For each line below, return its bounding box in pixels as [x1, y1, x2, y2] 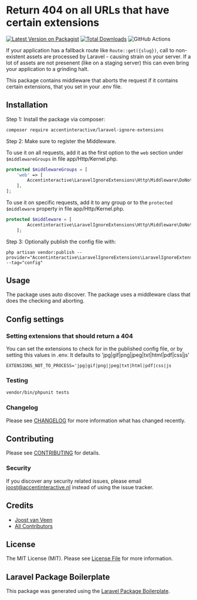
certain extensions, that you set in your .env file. [6, 83, 123, 90]
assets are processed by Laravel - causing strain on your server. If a [26, 53, 191, 60]
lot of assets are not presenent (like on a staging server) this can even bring [6, 59, 189, 66]
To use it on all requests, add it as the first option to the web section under [6, 149, 184, 156]
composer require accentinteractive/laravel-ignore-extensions [6, 127, 164, 133]
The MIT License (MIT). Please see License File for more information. [6, 555, 173, 562]
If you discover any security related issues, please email [6, 477, 142, 484]
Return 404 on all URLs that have [6, 4, 169, 17]
